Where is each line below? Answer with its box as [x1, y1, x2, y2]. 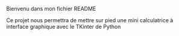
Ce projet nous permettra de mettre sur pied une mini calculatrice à [6, 17, 174, 23]
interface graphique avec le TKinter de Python [6, 23, 121, 30]
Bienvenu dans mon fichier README [6, 5, 96, 12]
